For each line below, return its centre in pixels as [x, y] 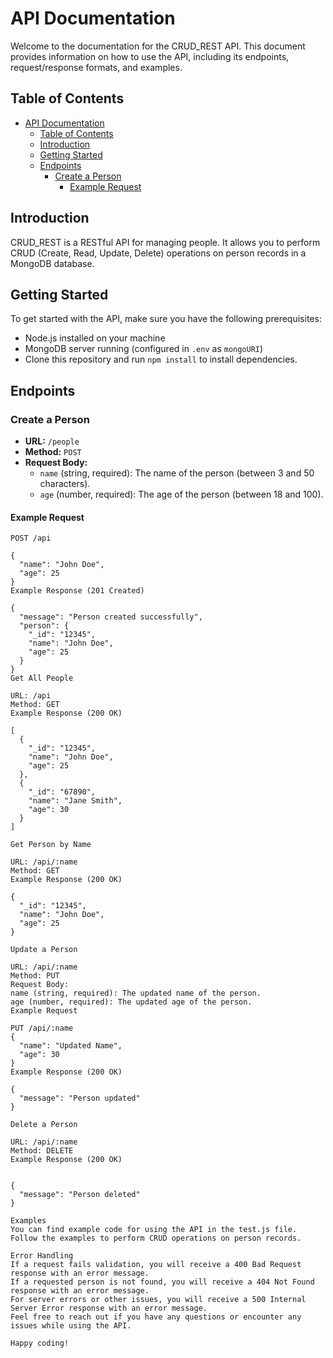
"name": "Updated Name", [71, 1046]
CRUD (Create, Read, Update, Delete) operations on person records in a [158, 253]
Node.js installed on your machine [95, 338]
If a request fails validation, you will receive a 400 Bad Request [156, 1265]
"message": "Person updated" [80, 1098]
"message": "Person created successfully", [111, 617]
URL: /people [52, 441]
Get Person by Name [51, 845]
